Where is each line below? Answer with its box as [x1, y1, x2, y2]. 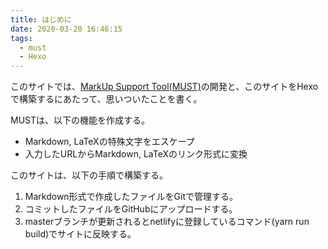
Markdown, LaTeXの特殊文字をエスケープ [24, 136, 195, 148]
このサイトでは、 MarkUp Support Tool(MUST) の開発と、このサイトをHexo [10, 81, 319, 93]
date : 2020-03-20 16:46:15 [10, 24, 123, 34]
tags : [10, 33, 33, 43]
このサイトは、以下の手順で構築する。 [10, 169, 168, 181]
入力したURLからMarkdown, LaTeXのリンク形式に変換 [24, 148, 248, 160]
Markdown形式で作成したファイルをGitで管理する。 [24, 191, 239, 203]
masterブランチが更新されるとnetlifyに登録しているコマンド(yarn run [24, 216, 310, 228]
